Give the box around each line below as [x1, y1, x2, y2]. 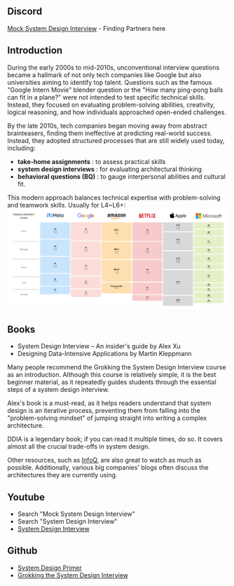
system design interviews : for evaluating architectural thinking [17, 165, 202, 173]
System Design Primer [17, 564, 83, 572]
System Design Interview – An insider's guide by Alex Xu [17, 342, 181, 350]
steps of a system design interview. [7, 386, 110, 394]
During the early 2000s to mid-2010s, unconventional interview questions [7, 63, 220, 71]
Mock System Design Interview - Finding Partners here [7, 24, 166, 32]
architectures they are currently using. [7, 471, 118, 479]
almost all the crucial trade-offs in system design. [7, 442, 151, 451]
